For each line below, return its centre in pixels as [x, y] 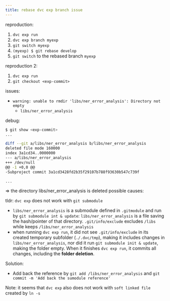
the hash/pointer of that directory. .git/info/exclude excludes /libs [84, 221]
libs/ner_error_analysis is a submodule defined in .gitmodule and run [87, 210]
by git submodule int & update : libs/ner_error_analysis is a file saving [88, 216]
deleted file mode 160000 [32, 148]
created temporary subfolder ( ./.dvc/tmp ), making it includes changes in [89, 237]
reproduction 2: [22, 66]
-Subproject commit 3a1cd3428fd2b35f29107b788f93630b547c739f [72, 172]
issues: [13, 91]
